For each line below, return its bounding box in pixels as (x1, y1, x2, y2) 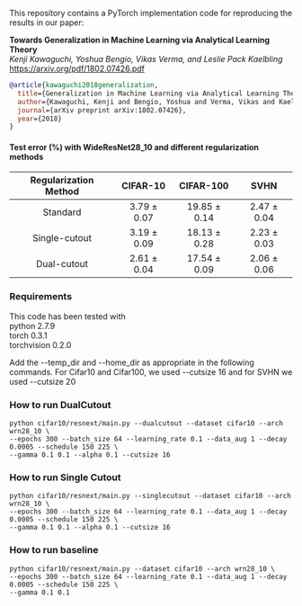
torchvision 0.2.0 (9, 339, 72, 350)
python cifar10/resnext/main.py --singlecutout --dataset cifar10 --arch (9, 492, 292, 501)
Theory (9, 44, 38, 55)
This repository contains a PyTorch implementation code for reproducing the (9, 8, 293, 18)
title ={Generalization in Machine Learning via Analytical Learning (17, 89, 280, 98)
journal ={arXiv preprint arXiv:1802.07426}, (17, 105, 187, 115)
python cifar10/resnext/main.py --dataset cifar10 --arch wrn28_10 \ (9, 564, 276, 574)
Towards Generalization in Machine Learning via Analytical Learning (9, 35, 271, 45)
